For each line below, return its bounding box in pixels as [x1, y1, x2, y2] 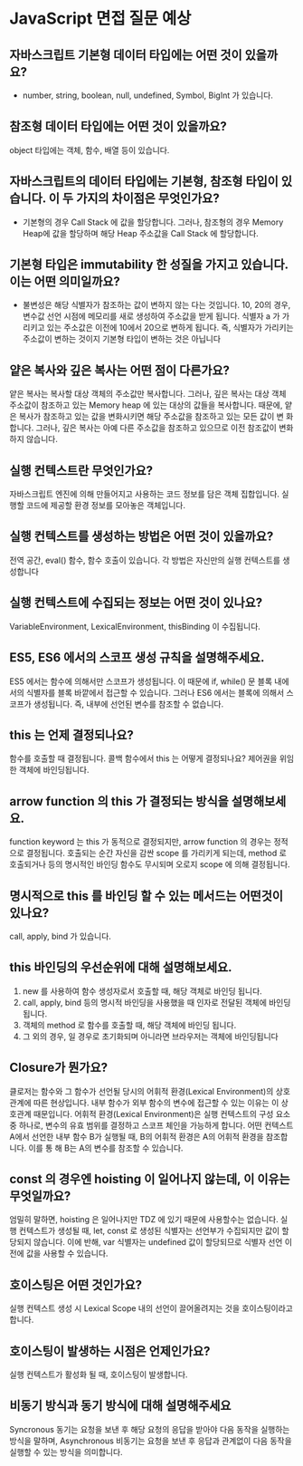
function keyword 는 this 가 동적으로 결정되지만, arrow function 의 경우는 [9, 836, 272, 847]
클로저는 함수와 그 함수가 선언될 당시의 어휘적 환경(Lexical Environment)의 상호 [9, 1085, 291, 1096]
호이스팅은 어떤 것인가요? [9, 1277, 143, 1292]
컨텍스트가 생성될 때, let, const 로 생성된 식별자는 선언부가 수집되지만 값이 [18, 1225, 280, 1237]
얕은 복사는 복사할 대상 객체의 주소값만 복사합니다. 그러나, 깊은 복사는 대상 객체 [9, 389, 287, 400]
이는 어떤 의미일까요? [9, 274, 120, 290]
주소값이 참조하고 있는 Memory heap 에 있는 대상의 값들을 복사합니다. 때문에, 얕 [9, 400, 292, 410]
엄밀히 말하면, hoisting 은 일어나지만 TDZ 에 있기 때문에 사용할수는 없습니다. [9, 1214, 279, 1225]
